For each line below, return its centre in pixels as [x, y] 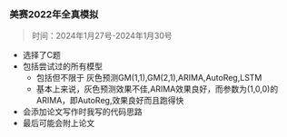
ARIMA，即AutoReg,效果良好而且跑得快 [110, 101]
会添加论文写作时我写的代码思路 [82, 112]
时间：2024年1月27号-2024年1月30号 [102, 36]
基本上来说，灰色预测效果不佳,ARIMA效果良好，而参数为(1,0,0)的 [157, 89]
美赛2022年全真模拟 [54, 14]
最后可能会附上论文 [59, 123]
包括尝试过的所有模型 [62, 66]
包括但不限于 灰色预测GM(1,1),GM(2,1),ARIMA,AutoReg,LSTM [149, 78]
